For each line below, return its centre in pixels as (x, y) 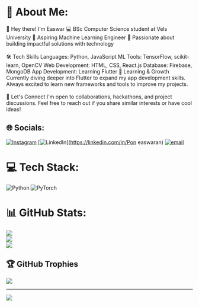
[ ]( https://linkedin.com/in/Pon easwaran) (101, 142)
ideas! (14, 109)
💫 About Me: (37, 12)
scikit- (182, 56)
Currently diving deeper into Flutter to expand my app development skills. (96, 78)
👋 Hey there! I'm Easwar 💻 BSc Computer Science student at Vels (87, 28)
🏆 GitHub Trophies (42, 264)
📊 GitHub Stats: (46, 212)
